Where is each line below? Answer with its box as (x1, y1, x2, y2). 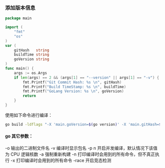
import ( (5, 25, 23, 30)
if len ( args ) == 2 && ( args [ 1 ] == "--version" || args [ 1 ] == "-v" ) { (14, 75, 160, 80)
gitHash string (14, 48, 50, 53)
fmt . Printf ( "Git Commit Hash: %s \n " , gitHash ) (23, 80, 122, 85)
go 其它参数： (5, 133, 33, 139)
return (23, 94, 36, 99)
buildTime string (14, 52, 50, 57)
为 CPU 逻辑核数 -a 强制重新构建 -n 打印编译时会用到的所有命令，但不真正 (5, 151, 156, 157)
